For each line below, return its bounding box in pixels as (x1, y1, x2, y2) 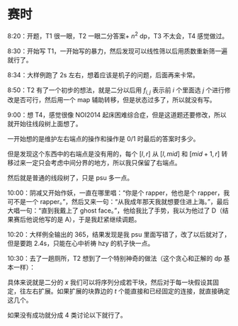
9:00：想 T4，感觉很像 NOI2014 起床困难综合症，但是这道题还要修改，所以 (7, 111, 227, 119)
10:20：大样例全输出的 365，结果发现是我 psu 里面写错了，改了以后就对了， (7, 230, 231, 239)
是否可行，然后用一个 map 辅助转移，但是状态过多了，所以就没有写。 (13, 96, 216, 104)
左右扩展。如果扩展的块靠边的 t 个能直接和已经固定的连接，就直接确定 (25, 287, 230, 296)
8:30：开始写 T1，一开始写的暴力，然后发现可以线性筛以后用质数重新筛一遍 (7, 47, 228, 55)
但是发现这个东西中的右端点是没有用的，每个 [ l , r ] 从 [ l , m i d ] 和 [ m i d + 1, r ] (7, 150, 220, 158)
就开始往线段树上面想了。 (7, 120, 82, 128)
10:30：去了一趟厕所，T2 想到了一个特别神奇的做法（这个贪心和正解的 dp (7, 254, 222, 263)
